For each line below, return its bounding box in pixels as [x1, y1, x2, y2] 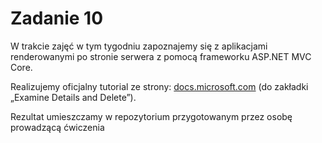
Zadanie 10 [10, 7, 104, 30]
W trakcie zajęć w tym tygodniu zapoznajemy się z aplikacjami [10, 40, 268, 52]
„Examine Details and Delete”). [10, 91, 137, 103]
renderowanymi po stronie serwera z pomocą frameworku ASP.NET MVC [10, 50, 312, 62]
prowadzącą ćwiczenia [10, 121, 105, 133]
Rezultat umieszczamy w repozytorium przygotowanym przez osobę [10, 110, 293, 122]
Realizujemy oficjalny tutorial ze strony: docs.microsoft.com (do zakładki [10, 80, 309, 92]
